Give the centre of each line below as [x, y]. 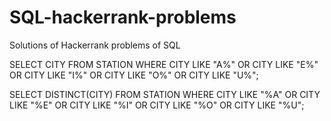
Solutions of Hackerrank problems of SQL [95, 45]
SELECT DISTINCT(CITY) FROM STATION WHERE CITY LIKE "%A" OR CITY [165, 94]
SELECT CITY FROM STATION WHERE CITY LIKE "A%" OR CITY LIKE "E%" [164, 64]
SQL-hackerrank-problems [123, 17]
